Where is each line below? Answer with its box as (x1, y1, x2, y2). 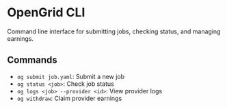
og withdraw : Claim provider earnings (16, 94, 122, 102)
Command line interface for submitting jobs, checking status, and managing (7, 27, 221, 35)
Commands (7, 54, 58, 66)
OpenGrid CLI (7, 5, 85, 20)
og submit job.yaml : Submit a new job (16, 72, 125, 80)
